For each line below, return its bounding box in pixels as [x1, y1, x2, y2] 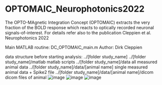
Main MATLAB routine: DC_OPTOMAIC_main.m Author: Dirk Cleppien [5, 44, 142, 50]
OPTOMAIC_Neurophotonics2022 [5, 3, 145, 15]
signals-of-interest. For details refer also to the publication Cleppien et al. [5, 30, 151, 35]
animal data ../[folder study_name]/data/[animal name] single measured [5, 64, 148, 70]
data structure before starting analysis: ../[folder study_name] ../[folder [5, 53, 146, 59]
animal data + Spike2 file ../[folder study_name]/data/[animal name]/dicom [5, 69, 154, 75]
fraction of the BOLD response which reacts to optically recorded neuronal [5, 24, 154, 30]
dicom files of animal [5, 74, 47, 80]
